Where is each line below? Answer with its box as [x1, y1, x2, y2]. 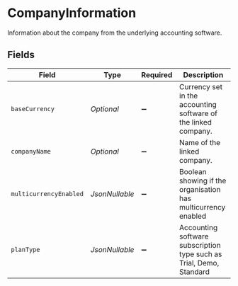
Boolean [179, 166, 207, 176]
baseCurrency [11, 105, 55, 113]
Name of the [179, 137, 221, 147]
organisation [179, 184, 221, 194]
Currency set [179, 81, 223, 91]
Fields [7, 49, 35, 61]
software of [179, 108, 218, 118]
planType [11, 246, 40, 253]
